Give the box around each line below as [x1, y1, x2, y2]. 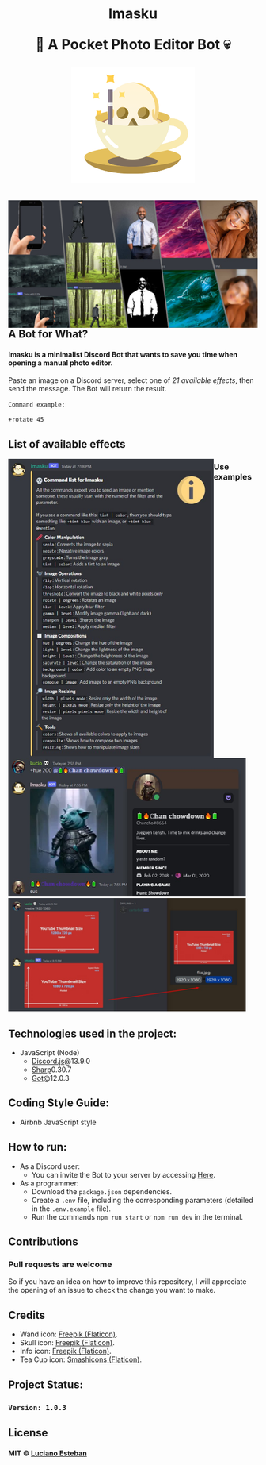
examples [213, 471, 252, 482]
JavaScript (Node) [19, 1048, 80, 1058]
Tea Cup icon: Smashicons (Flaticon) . [19, 1355, 142, 1364]
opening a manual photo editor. [8, 358, 113, 368]
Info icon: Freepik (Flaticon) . [19, 1347, 112, 1356]
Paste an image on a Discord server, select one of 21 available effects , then [8, 376, 255, 385]
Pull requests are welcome [8, 1259, 112, 1270]
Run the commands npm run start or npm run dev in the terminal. [31, 1212, 244, 1221]
